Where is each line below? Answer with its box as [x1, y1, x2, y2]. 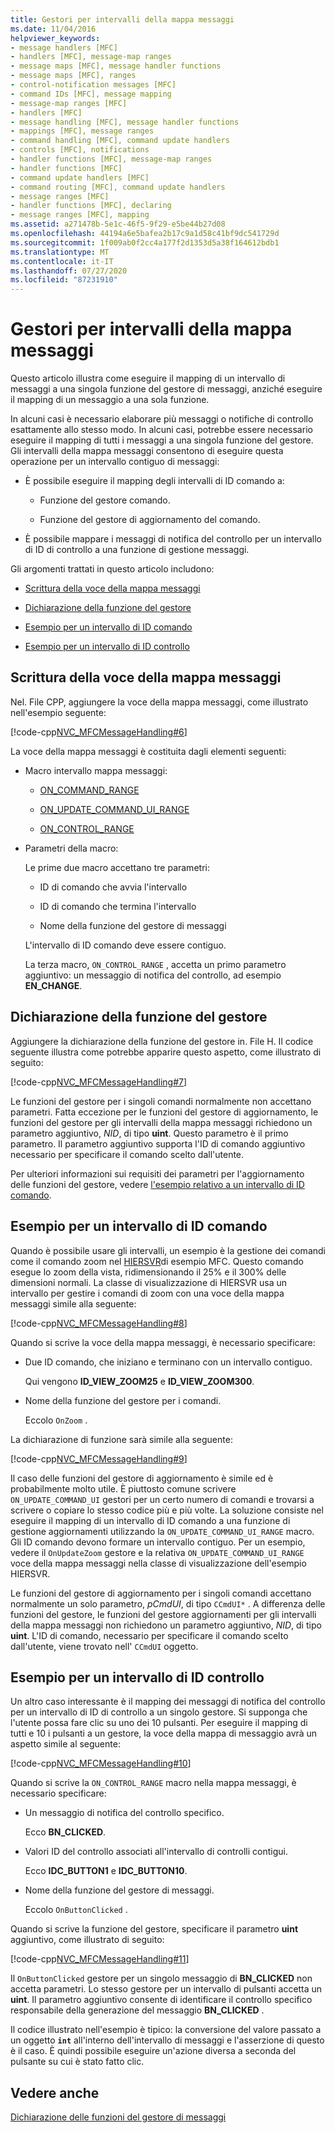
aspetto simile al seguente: [10, 1738, 121, 1750]
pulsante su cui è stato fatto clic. [10, 2056, 145, 2068]
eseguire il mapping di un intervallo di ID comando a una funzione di [10, 1514, 291, 1526]
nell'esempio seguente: [10, 706, 107, 718]
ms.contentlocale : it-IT [10, 256, 114, 266]
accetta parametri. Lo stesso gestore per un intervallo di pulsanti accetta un [10, 1983, 323, 1995]
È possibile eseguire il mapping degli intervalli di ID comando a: [24, 475, 285, 487]
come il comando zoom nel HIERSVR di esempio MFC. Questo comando [10, 1255, 304, 1267]
